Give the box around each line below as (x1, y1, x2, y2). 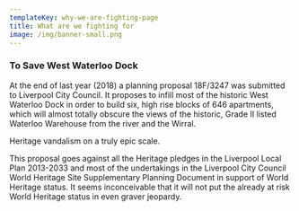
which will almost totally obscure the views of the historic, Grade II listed (9, 109, 277, 119)
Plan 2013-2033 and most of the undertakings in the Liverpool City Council (9, 163, 286, 173)
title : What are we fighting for (9, 22, 135, 31)
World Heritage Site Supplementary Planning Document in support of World (9, 171, 289, 182)
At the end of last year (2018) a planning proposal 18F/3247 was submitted (9, 80, 286, 91)
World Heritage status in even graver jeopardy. (9, 190, 182, 202)
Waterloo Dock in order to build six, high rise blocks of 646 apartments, (9, 99, 274, 110)
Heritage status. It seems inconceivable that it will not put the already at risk (9, 181, 290, 192)
